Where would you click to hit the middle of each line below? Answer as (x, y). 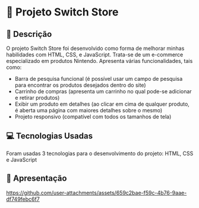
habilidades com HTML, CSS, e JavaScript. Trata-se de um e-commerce (95, 55)
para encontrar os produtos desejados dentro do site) (80, 85)
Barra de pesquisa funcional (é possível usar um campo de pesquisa (99, 79)
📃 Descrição (29, 34)
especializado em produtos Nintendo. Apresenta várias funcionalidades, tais (99, 61)
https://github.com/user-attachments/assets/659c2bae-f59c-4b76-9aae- (97, 193)
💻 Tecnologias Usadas (50, 136)
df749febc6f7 (23, 199)
